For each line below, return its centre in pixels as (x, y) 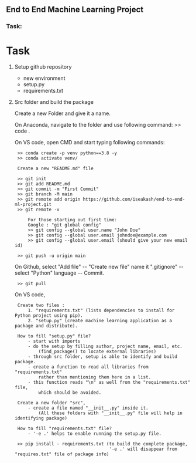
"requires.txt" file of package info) (62, 454)
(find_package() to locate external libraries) (97, 352)
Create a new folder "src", (51, 403)
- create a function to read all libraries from (88, 367)
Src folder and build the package (54, 102)
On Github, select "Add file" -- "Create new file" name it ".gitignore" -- (99, 267)
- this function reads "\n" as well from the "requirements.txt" (109, 383)
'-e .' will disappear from (143, 449)
